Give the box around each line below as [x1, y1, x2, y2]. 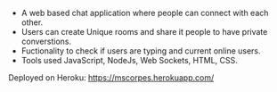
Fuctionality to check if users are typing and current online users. [20, 46, 261, 56]
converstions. [20, 36, 72, 46]
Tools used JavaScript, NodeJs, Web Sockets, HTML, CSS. [20, 55, 238, 65]
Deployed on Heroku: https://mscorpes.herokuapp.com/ [8, 72, 215, 83]
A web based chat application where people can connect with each [20, 8, 269, 18]
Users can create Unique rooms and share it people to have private [20, 27, 268, 37]
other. [20, 17, 44, 28]
